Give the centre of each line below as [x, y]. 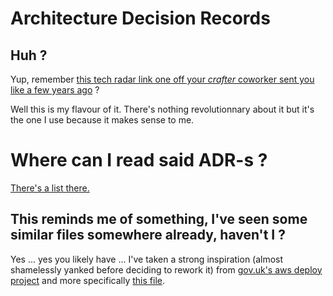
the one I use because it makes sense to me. [102, 120]
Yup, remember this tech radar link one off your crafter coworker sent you [162, 79]
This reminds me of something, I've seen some [159, 219]
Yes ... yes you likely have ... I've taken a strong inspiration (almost [147, 259]
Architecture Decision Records [140, 18]
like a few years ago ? [55, 90]
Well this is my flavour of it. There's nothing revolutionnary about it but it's [162, 109]
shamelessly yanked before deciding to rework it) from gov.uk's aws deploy [166, 269]
